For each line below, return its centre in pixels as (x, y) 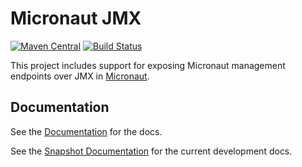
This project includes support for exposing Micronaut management (148, 65)
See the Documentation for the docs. (86, 131)
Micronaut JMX (76, 18)
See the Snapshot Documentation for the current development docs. (151, 151)
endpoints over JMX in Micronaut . (80, 76)
